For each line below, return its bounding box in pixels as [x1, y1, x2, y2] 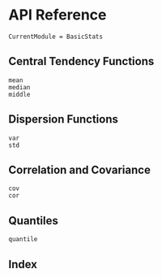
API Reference [8, 6, 107, 24]
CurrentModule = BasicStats [8, 32, 104, 41]
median [8, 83, 31, 91]
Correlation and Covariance [8, 162, 151, 176]
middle [8, 90, 31, 98]
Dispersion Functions [8, 112, 119, 127]
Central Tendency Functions [8, 54, 155, 68]
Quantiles [8, 214, 58, 227]
